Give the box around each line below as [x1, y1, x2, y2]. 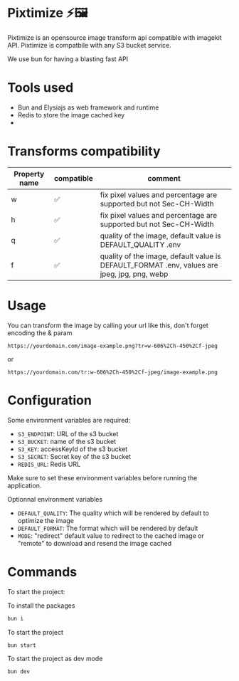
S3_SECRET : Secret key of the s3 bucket [17, 452, 132, 460]
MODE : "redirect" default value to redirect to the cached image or [17, 531, 204, 540]
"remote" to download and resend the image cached [17, 539, 172, 547]
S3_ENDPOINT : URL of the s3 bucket [17, 429, 119, 438]
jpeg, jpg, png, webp [100, 269, 169, 279]
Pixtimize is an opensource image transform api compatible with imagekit [7, 33, 222, 42]
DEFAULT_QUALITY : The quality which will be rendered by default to [17, 509, 210, 517]
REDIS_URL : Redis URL [17, 460, 80, 468]
